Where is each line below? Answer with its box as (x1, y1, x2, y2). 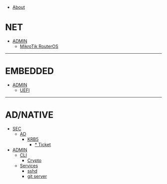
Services (19, 163, 38, 169)
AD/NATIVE (5, 109, 54, 121)
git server (27, 173, 47, 179)
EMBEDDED (5, 66, 54, 77)
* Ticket (34, 141, 51, 147)
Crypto (27, 157, 42, 163)
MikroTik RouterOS (19, 43, 59, 49)
